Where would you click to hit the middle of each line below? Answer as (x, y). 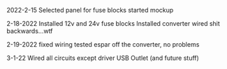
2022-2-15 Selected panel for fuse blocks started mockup (90, 10)
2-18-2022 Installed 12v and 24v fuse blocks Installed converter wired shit (113, 23)
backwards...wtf (30, 31)
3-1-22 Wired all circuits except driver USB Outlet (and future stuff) (103, 58)
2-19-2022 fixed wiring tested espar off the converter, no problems (103, 44)
